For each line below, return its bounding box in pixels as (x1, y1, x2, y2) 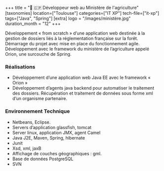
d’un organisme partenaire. (12, 96, 68, 102)
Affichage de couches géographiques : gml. (12, 150, 102, 156)
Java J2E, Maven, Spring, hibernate (12, 135, 85, 140)
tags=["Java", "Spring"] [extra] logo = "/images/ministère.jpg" (5, 15, 131, 21)
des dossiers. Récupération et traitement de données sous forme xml (12, 90, 153, 96)
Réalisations (5, 63, 36, 70)
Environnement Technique (5, 108, 70, 115)
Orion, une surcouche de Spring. (5, 51, 72, 57)
